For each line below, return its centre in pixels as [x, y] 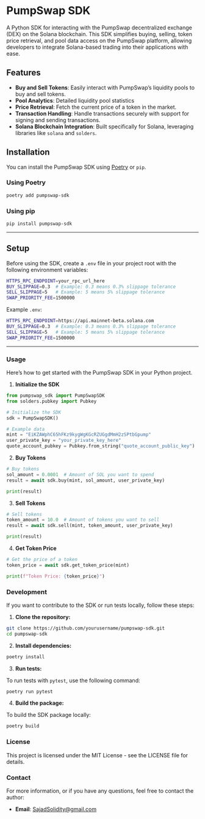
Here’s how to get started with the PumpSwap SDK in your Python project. [99, 373]
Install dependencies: [43, 645]
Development [27, 592]
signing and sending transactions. [58, 120]
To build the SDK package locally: [49, 715]
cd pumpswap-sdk [27, 634]
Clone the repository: [43, 617]
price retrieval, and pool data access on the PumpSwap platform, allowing [99, 40]
